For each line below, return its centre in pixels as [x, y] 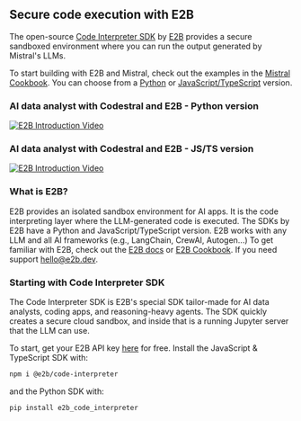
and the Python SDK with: [57, 391]
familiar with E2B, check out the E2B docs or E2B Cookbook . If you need [143, 249]
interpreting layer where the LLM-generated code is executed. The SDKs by [150, 220]
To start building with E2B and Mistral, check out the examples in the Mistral [150, 73]
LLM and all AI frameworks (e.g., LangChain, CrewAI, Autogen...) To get [142, 240]
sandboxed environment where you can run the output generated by [136, 46]
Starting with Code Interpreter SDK [87, 282]
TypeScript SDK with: [49, 358]
